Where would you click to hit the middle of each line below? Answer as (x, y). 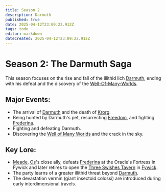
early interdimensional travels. (44, 184)
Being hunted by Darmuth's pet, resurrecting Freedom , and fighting (84, 117)
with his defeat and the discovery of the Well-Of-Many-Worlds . (72, 83)
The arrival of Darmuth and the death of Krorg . (62, 112)
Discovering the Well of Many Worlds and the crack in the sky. (78, 134)
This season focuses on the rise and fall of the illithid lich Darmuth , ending (83, 78)
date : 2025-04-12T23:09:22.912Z (40, 24)
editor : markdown (24, 34)
